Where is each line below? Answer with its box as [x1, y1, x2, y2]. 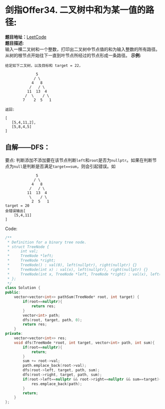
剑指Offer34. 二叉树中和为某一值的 [5, 4, 146, 16]
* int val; [7, 249, 38, 254]
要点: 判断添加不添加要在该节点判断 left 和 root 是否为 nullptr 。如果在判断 [5, 157, 153, 163]
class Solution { [5, 286, 41, 291]
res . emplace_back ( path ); [31, 381, 82, 386]
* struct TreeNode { [7, 244, 50, 249]
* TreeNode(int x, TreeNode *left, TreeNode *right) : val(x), [7, 271, 148, 277]
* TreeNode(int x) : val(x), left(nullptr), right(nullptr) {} [7, 267, 148, 272]
